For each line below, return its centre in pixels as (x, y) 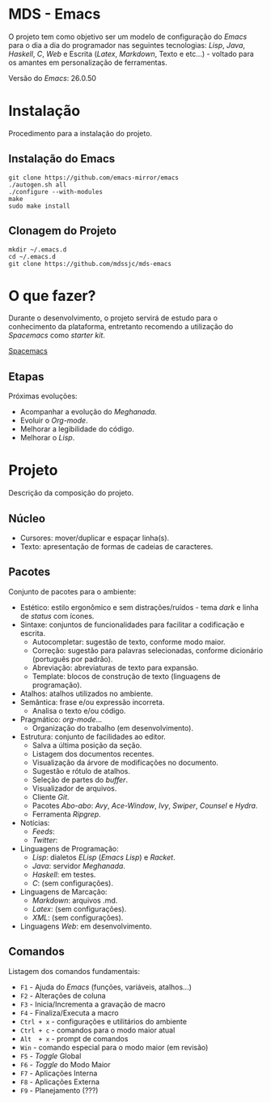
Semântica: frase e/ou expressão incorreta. (92, 702)
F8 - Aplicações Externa (59, 1082)
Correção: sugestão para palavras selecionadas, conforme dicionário (148, 650)
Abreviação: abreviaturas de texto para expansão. (115, 667)
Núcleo (27, 519)
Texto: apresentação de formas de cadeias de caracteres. (116, 547)
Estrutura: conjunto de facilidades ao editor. (93, 736)
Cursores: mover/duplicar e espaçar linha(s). (95, 538)
